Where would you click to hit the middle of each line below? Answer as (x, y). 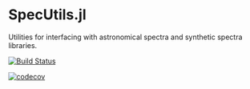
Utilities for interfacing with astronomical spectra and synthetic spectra (125, 37)
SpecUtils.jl (47, 15)
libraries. (23, 45)
